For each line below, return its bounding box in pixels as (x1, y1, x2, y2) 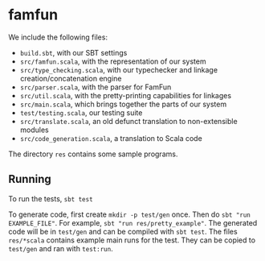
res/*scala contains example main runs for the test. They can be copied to (8, 235, 255, 245)
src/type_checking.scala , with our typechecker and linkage (19, 64, 218, 74)
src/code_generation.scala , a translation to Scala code (19, 133, 202, 143)
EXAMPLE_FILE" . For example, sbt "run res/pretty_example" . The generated (8, 217, 258, 227)
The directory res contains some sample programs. (8, 149, 178, 159)
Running (8, 172, 52, 186)
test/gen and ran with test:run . (8, 243, 114, 253)
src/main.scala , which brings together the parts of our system (19, 99, 227, 109)
